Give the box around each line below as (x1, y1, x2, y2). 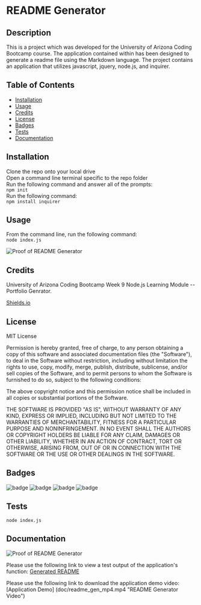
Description (6, 28, 51, 38)
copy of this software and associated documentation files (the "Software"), (6, 351, 193, 358)
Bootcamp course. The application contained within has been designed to (6, 50, 190, 57)
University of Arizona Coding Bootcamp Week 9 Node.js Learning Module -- (6, 281, 196, 289)
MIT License (6, 333, 37, 340)
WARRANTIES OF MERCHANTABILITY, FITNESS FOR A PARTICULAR (6, 419, 176, 426)
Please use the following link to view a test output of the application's (6, 561, 178, 568)
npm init (6, 187, 28, 193)
